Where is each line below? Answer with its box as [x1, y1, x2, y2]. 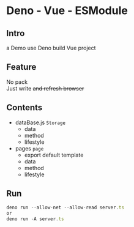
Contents [6, 102, 43, 113]
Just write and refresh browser [6, 84, 84, 92]
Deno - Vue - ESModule [6, 4, 128, 18]
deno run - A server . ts [6, 216, 64, 222]
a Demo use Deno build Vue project [6, 44, 96, 51]
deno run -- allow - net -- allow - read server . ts [6, 204, 124, 211]
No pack [6, 78, 28, 86]
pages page [15, 144, 44, 152]
